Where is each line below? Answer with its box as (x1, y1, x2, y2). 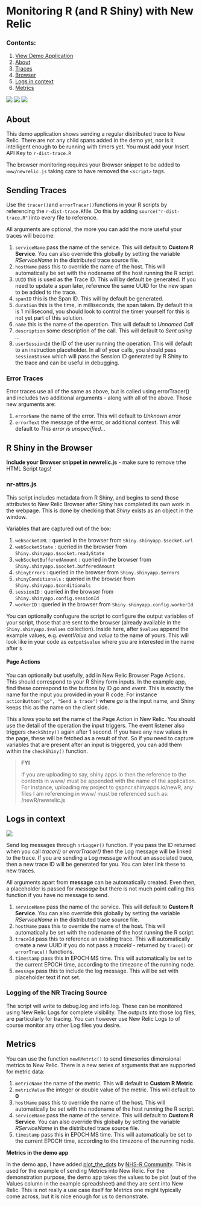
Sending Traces (6, 185, 67, 195)
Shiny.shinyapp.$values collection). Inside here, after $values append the (6, 625, 189, 632)
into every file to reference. (30, 214, 98, 221)
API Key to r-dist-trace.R (6, 150, 71, 157)
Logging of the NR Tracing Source (6, 988, 107, 997)
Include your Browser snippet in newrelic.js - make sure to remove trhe (6, 459, 186, 466)
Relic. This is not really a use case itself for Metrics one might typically (6, 1186, 181, 1193)
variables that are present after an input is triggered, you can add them (6, 741, 182, 748)
